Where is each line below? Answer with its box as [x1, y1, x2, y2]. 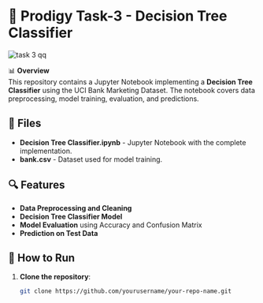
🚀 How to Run [8, 251, 76, 264]
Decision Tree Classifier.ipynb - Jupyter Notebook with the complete [19, 137, 246, 147]
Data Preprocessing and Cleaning [19, 203, 132, 212]
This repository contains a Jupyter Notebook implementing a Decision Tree [8, 77, 254, 86]
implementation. [19, 146, 72, 155]
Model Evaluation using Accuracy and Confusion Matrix [19, 220, 202, 230]
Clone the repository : [19, 272, 91, 282]
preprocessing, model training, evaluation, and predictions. [8, 94, 199, 103]
